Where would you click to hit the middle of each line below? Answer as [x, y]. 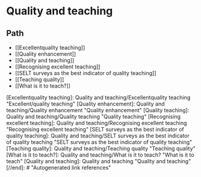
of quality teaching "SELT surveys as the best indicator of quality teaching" [99, 142]
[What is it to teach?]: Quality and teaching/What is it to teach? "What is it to [100, 155]
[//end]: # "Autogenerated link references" [59, 167]
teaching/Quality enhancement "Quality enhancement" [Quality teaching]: [98, 110]
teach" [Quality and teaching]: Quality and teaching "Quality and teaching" [99, 161]
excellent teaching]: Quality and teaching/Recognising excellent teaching [97, 123]
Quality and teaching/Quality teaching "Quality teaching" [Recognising [94, 116]
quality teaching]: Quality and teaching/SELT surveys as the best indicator [98, 136]
